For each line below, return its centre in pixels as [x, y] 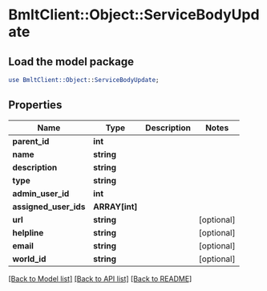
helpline [28, 232]
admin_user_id [41, 193]
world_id [29, 259]
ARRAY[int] [115, 207]
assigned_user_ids [49, 207]
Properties [35, 105]
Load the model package [71, 61]
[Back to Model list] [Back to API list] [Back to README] [100, 278]
